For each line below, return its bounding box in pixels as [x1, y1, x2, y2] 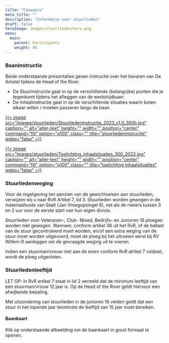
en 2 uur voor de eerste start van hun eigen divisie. [5, 207, 111, 213]
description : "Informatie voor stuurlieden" [5, 17, 100, 22]
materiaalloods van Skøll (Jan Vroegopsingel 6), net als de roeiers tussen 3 [5, 202, 161, 208]
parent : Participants [14, 40, 60, 46]
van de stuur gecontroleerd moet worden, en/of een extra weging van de [5, 228, 157, 234]
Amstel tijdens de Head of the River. [5, 78, 80, 84]
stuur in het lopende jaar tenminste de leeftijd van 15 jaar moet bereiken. [5, 304, 155, 310]
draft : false [5, 21, 33, 27]
